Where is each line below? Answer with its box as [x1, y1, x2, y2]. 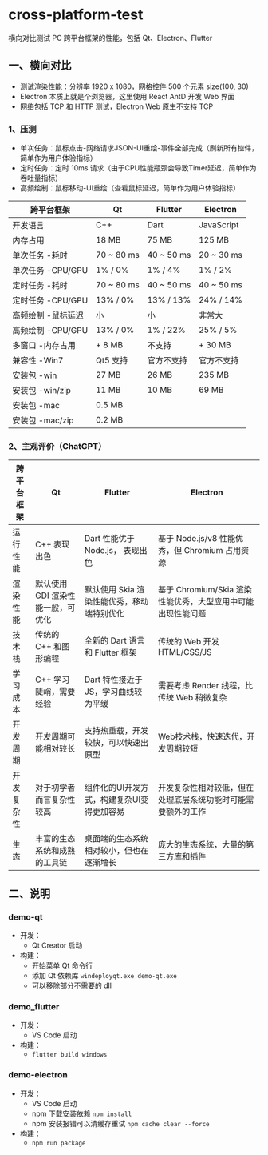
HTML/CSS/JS [158, 647, 212, 658]
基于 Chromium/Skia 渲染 [158, 584, 253, 596]
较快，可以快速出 [84, 737, 149, 748]
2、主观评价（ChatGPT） [8, 440, 107, 451]
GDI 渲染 [35, 590, 68, 601]
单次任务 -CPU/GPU [12, 265, 89, 276]
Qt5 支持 [95, 355, 128, 366]
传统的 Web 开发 [158, 636, 219, 648]
